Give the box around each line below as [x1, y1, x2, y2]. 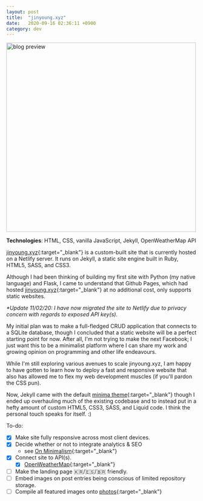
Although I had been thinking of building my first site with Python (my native [6, 273, 196, 280]
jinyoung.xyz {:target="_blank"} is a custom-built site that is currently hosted [6, 249, 196, 256]
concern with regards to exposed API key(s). [6, 311, 118, 318]
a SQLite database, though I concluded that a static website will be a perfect [6, 329, 197, 336]
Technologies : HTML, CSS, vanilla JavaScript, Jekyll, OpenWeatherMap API [6, 237, 196, 244]
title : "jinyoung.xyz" [6, 15, 67, 21]
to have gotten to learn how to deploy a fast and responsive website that [6, 367, 187, 374]
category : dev [6, 25, 42, 32]
